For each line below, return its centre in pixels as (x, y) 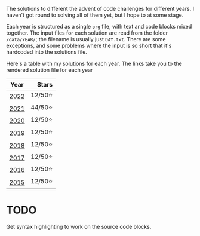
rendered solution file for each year (50, 70)
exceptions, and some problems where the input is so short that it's (89, 45)
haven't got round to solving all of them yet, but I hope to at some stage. (95, 15)
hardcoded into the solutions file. (47, 52)
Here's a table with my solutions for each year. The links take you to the (94, 63)
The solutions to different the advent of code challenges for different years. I (100, 9)
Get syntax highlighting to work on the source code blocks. (79, 226)
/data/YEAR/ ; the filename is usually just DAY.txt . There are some (86, 39)
